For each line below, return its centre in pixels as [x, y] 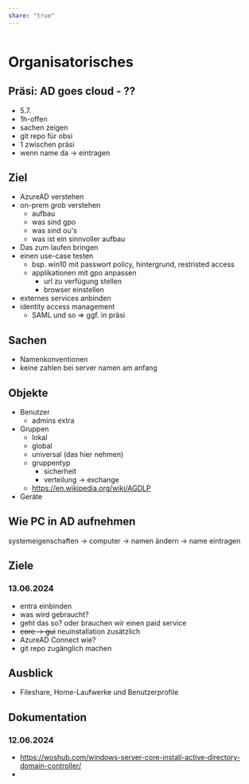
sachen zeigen [44, 127]
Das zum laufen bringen [59, 248]
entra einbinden [45, 606]
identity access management [67, 306]
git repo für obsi [46, 135]
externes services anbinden [65, 298]
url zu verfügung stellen [83, 281]
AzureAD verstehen [52, 197]
